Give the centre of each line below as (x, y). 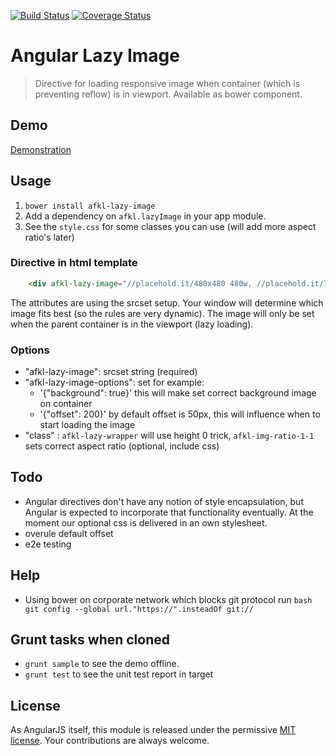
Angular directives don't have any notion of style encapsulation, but (164, 501)
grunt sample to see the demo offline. (102, 664)
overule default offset (69, 533)
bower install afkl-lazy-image (90, 206)
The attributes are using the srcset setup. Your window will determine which (167, 302)
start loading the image (87, 425)
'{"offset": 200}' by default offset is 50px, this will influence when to (180, 414)
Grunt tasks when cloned (90, 640)
